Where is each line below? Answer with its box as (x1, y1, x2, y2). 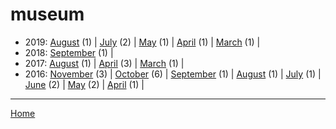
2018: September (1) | (24, 46, 114, 58)
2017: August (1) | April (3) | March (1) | (24, 57, 185, 69)
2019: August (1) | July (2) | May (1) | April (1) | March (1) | (24, 36, 261, 48)
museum (10, 3, 85, 26)
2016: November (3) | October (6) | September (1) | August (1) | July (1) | (24, 68, 322, 80)
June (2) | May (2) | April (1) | (24, 78, 145, 90)
